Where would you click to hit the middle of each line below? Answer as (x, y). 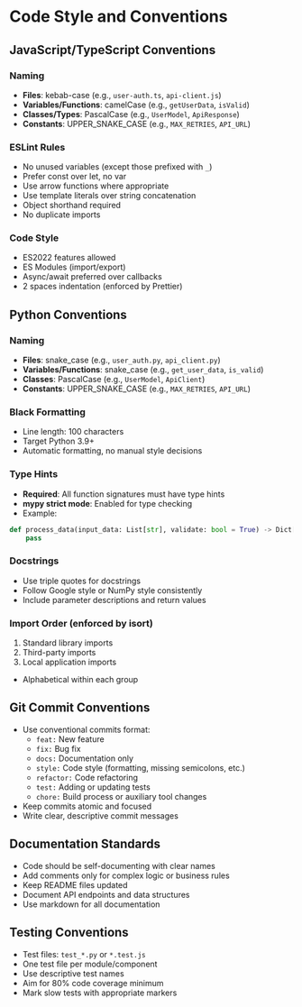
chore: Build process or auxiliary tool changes (121, 796)
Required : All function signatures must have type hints (124, 494)
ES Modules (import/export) (74, 267)
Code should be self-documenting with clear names (119, 865)
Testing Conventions (69, 933)
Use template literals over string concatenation (109, 196)
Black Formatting (47, 412)
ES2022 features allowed (69, 258)
